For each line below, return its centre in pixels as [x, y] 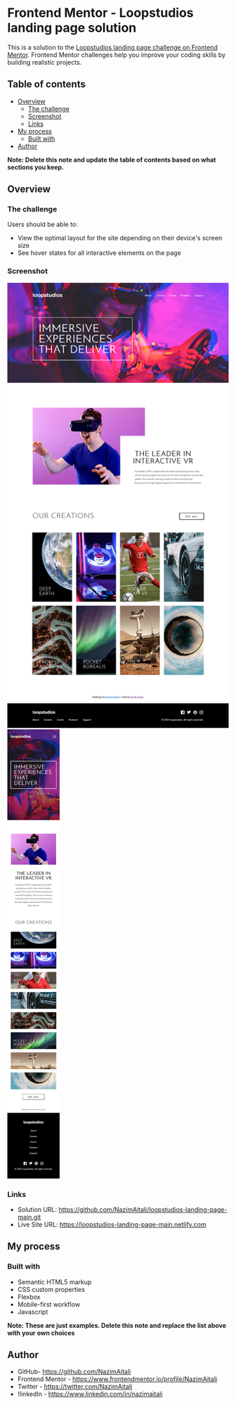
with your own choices [41, 1333]
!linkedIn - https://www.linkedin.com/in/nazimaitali [90, 1394]
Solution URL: [37, 1209]
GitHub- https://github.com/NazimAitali [74, 1372]
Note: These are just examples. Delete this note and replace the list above [117, 1325]
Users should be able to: [43, 224]
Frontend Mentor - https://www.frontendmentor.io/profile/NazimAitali [117, 1379]
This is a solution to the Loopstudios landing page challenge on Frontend [112, 47]
